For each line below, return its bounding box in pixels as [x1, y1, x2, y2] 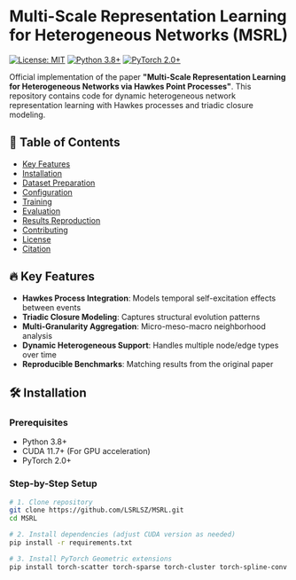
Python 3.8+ [21, 436, 68, 447]
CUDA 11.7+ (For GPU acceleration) [21, 446, 151, 457]
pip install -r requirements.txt [9, 538, 133, 547]
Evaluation [21, 206, 61, 216]
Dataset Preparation [21, 177, 96, 188]
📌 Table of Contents [9, 135, 121, 150]
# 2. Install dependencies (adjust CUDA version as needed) [9, 530, 237, 539]
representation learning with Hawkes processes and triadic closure [9, 99, 254, 110]
